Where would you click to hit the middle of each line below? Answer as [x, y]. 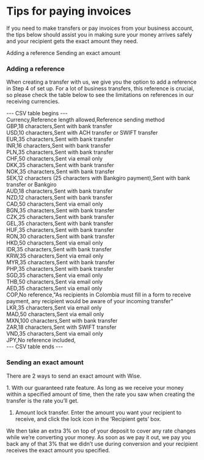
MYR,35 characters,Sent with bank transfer [60, 262]
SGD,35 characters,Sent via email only [55, 275]
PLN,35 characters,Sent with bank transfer [60, 152]
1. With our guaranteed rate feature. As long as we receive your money [95, 387]
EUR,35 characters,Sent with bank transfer [60, 139]
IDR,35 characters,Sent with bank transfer [59, 250]
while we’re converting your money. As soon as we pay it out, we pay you [99, 437]
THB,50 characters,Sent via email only [55, 282]
